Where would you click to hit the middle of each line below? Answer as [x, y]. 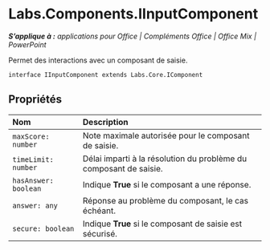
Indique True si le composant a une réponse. [167, 184]
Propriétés [35, 100]
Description [106, 122]
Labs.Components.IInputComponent [133, 14]
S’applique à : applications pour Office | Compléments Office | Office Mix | [133, 36]
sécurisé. [100, 233]
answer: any [35, 206]
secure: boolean [43, 228]
